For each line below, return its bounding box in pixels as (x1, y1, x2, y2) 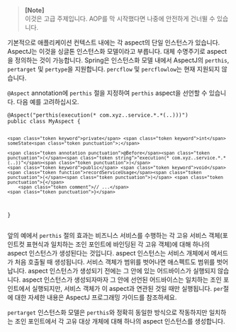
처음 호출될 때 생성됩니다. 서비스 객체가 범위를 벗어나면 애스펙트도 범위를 (14, 258, 215, 266)
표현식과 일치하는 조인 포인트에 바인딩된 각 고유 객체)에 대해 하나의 (26, 240, 210, 248)
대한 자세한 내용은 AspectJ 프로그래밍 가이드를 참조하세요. (14, 293, 177, 302)
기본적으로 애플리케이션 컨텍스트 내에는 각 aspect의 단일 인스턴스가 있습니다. (7, 38, 220, 47)
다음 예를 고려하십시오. (16, 98, 79, 105)
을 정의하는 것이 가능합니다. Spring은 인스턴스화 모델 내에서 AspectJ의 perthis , (7, 56, 230, 64)
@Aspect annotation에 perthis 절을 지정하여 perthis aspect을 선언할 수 (7, 88, 208, 97)
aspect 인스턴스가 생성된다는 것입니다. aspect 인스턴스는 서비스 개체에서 (7, 248, 210, 257)
